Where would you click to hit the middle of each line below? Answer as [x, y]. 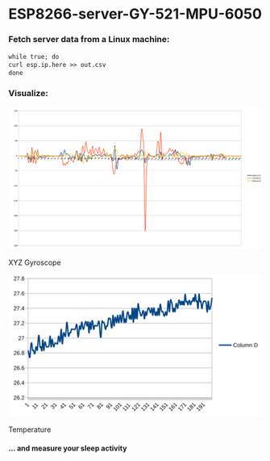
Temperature [30, 430]
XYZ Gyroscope [35, 262]
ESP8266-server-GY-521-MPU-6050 [135, 14]
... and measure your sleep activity [68, 448]
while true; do [34, 57]
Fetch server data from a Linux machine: [89, 40]
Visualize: [28, 94]
